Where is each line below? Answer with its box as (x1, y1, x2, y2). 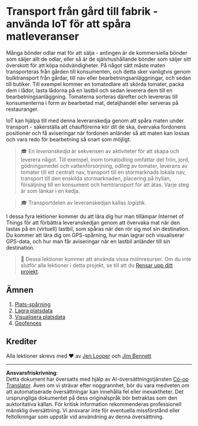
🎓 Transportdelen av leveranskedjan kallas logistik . (20, 199, 147, 206)
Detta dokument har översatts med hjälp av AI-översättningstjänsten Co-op (6, 375, 189, 382)
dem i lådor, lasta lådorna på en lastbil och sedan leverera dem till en (6, 87, 173, 94)
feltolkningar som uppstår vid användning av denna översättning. (6, 413, 164, 420)
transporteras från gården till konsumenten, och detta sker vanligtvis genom (6, 68, 191, 75)
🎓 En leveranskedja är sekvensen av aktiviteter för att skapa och (20, 147, 180, 154)
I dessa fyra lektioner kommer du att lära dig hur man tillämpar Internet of (6, 213, 184, 220)
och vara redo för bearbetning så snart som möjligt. (6, 136, 131, 143)
